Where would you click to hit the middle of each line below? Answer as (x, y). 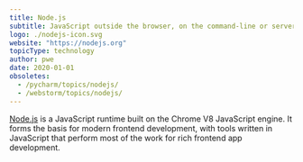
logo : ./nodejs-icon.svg (56, 34)
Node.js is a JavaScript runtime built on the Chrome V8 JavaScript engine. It (151, 119)
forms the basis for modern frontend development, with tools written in (141, 128)
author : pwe (32, 59)
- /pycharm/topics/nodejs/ (68, 85)
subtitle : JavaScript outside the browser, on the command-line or (139, 26)
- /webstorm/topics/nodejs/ (70, 93)
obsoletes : (30, 76)
